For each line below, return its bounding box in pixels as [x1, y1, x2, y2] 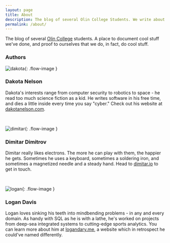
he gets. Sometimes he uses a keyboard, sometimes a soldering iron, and [5, 155, 159, 161]
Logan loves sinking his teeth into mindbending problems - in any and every [5, 210, 164, 217]
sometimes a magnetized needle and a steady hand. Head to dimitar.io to [5, 161, 159, 167]
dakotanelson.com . [5, 105, 46, 112]
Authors [5, 54, 26, 61]
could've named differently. [5, 232, 63, 238]
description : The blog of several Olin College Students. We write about [5, 17, 165, 22]
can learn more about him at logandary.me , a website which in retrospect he [5, 226, 165, 232]
